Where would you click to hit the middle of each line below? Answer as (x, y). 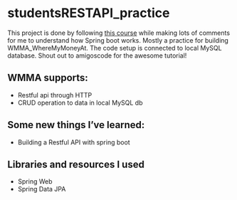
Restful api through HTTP (55, 95)
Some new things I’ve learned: (76, 125)
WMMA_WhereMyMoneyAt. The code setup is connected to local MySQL (115, 48)
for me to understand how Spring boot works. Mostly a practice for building (118, 40)
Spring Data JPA (42, 189)
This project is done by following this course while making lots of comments (118, 33)
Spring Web (35, 181)
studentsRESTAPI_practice (89, 13)
